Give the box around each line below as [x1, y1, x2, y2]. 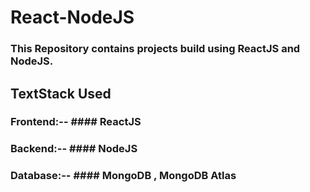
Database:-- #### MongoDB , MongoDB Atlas [10, 169, 237, 183]
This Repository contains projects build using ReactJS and [10, 42, 301, 56]
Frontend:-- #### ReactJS [10, 115, 142, 129]
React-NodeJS [10, 6, 135, 29]
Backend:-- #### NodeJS [10, 142, 138, 156]
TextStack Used [10, 85, 112, 102]
